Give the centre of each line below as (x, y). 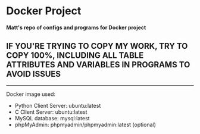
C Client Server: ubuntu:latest (51, 112)
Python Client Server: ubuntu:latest (58, 105)
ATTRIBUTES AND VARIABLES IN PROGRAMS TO (98, 65)
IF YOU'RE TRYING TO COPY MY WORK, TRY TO (97, 46)
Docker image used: (31, 94)
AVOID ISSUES (34, 74)
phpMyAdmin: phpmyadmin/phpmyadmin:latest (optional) (85, 124)
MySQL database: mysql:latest (52, 118)
